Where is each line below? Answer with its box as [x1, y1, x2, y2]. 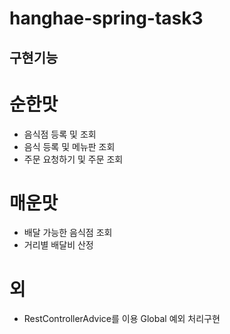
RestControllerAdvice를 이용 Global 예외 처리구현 [23, 313, 221, 325]
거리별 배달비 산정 [23, 239, 94, 251]
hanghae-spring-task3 [9, 7, 204, 30]
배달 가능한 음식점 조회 [23, 227, 113, 239]
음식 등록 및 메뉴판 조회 [23, 140, 116, 152]
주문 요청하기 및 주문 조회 [23, 153, 124, 165]
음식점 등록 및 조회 [23, 128, 97, 140]
